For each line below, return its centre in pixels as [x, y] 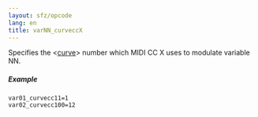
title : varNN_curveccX [45, 30]
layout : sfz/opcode [40, 15]
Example [23, 79]
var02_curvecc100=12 [42, 105]
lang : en [22, 23]
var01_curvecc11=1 [38, 98]
